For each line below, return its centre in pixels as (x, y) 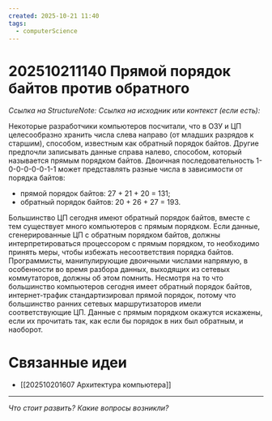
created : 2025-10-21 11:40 (54, 16)
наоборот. (25, 330)
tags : (17, 23)
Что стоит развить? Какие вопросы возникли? (89, 408)
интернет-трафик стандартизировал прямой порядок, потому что (122, 296)
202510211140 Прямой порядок (120, 71)
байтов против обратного (99, 88)
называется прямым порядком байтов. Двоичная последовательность (132, 161)
